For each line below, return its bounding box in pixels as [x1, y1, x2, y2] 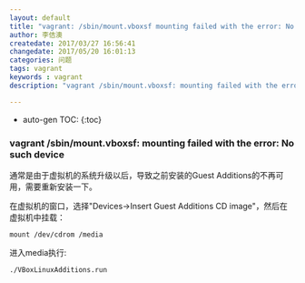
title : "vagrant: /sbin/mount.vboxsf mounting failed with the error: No [9, 22, 295, 31]
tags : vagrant [9, 65, 64, 74]
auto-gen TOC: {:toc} [22, 114, 103, 125]
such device [9, 147, 65, 160]
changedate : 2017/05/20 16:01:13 [9, 47, 136, 56]
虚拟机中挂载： [9, 211, 65, 223]
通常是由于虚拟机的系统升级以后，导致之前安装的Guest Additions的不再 [9, 169, 277, 180]
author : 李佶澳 [9, 30, 63, 39]
